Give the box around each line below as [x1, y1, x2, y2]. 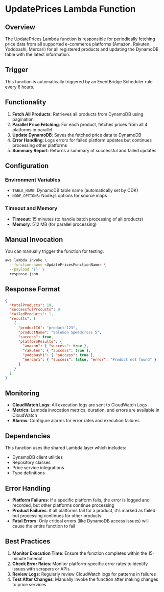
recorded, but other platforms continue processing [12, 502, 115, 508]
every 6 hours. [5, 84, 35, 90]
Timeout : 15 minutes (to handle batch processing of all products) [12, 216, 143, 222]
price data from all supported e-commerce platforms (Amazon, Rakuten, [5, 41, 151, 47]
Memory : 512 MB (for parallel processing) [12, 221, 97, 227]
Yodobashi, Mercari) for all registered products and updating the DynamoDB [5, 47, 159, 52]
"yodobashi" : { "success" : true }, [23, 353, 95, 358]
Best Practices [5, 537, 50, 545]
